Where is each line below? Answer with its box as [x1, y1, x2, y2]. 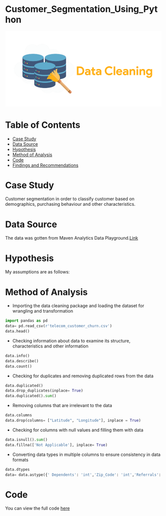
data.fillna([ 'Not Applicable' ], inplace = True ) [5, 442, 108, 447]
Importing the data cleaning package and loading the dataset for [12, 303, 145, 309]
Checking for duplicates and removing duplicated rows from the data [12, 373, 154, 379]
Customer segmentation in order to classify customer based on [5, 196, 135, 202]
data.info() [5, 353, 30, 358]
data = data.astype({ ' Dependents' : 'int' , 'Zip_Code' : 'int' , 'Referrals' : [5, 472, 162, 477]
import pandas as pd [5, 318, 48, 324]
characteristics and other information [12, 343, 88, 349]
